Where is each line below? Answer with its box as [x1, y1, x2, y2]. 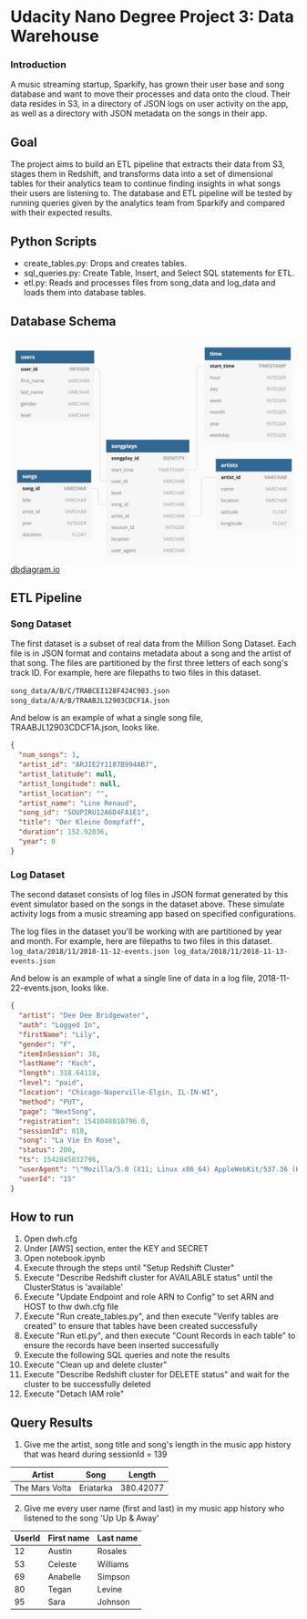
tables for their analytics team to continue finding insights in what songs [10, 178, 281, 189]
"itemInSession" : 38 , [18, 1049, 101, 1059]
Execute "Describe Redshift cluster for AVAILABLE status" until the [23, 1272, 273, 1283]
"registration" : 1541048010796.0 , [18, 1116, 149, 1126]
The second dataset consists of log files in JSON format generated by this [10, 889, 289, 900]
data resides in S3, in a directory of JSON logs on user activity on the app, [10, 99, 289, 109]
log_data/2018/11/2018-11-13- [173, 947, 288, 957]
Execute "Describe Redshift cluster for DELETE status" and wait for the [23, 1369, 290, 1380]
